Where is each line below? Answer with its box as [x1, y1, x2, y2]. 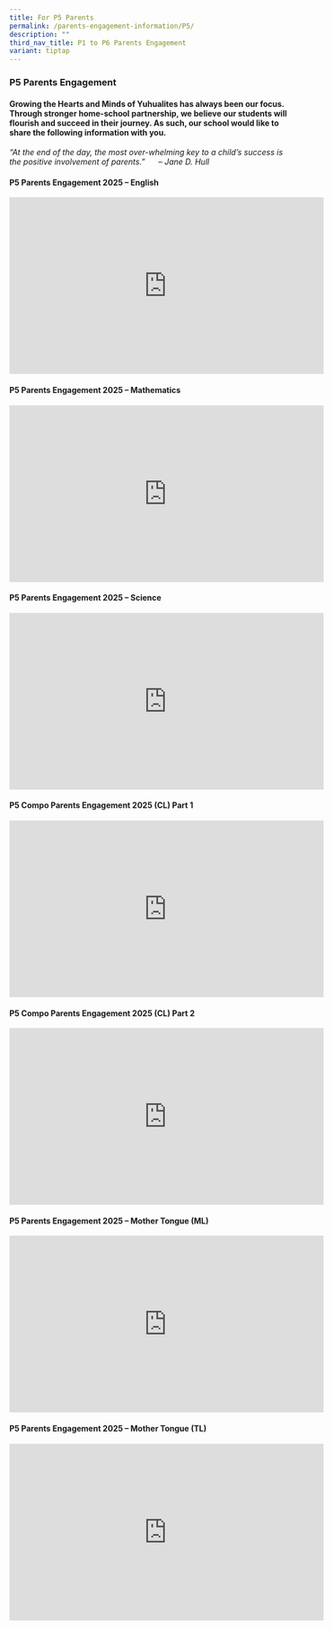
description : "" [9, 30, 70, 39]
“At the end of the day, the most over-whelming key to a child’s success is [9, 147, 284, 158]
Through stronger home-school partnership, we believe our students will [9, 108, 287, 118]
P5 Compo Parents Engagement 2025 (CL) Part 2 [9, 1007, 196, 1019]
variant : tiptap [9, 47, 70, 56]
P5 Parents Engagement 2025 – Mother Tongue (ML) [9, 1215, 209, 1226]
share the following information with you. [9, 127, 167, 137]
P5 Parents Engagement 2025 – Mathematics [9, 385, 181, 396]
